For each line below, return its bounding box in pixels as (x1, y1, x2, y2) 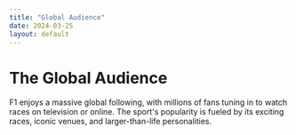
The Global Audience (9, 67, 168, 88)
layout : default (9, 29, 69, 38)
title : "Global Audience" (9, 12, 105, 22)
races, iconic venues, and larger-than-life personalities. (9, 116, 212, 127)
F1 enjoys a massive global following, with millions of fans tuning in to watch (9, 97, 287, 107)
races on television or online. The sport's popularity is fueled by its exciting (9, 107, 284, 117)
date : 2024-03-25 (9, 21, 74, 30)
